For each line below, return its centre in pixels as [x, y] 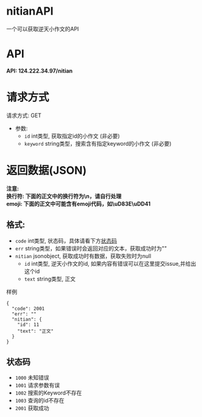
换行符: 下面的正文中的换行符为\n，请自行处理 [64, 196]
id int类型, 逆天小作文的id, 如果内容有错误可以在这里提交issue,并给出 [110, 263]
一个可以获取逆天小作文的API [43, 29]
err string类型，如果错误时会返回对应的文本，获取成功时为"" [91, 248]
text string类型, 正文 [50, 279]
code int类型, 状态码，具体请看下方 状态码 [66, 241]
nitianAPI [30, 11]
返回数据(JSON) [47, 170]
